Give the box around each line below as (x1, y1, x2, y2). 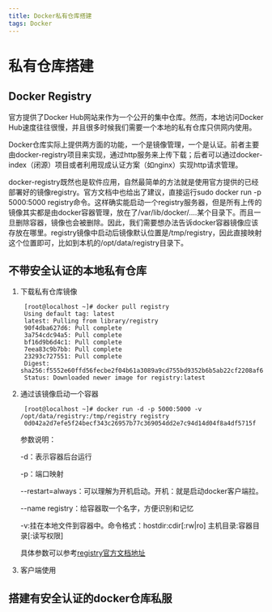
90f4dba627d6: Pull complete (23, 324, 123, 332)
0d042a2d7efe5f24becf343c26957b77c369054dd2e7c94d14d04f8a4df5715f (23, 419, 257, 428)
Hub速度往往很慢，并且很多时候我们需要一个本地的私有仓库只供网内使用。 (8, 122, 257, 132)
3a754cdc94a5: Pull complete (23, 332, 123, 340)
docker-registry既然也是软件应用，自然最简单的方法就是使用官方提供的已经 (8, 177, 259, 186)
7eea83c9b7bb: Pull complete (23, 345, 123, 353)
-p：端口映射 (19, 469, 64, 479)
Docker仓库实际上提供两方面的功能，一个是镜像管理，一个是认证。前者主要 (8, 139, 260, 149)
